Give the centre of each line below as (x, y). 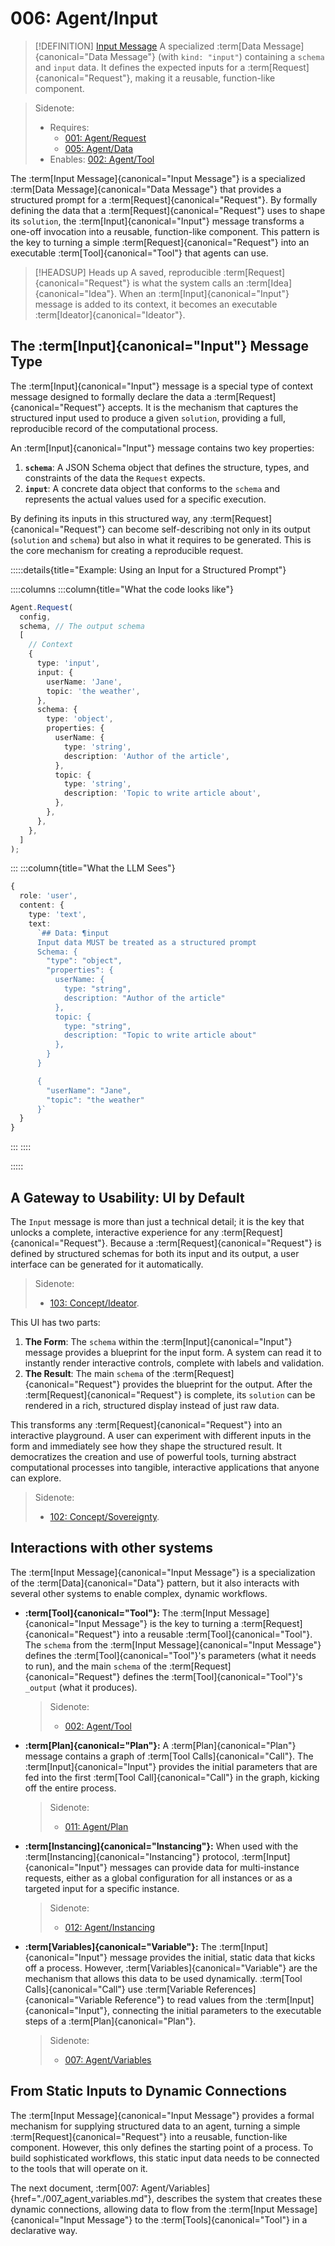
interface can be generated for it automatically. (107, 1264)
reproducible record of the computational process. (114, 428)
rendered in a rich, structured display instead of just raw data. (152, 1405)
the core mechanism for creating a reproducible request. (127, 550)
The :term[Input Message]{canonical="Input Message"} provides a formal (162, 2115)
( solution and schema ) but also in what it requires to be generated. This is (161, 539)
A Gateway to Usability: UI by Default (127, 1197)
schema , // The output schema (82, 626)
